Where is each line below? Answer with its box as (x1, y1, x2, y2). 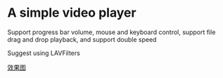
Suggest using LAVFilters (7, 49, 81, 57)
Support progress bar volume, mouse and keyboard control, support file (7, 28, 216, 36)
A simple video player (7, 5, 136, 21)
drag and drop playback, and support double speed (7, 35, 157, 43)
